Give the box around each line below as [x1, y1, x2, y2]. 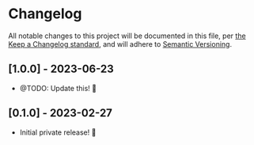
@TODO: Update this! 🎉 [19, 83, 97, 93]
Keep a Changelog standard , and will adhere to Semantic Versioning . [8, 39, 232, 48]
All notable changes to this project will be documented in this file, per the [8, 31, 247, 40]
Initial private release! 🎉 [19, 128, 97, 137]
